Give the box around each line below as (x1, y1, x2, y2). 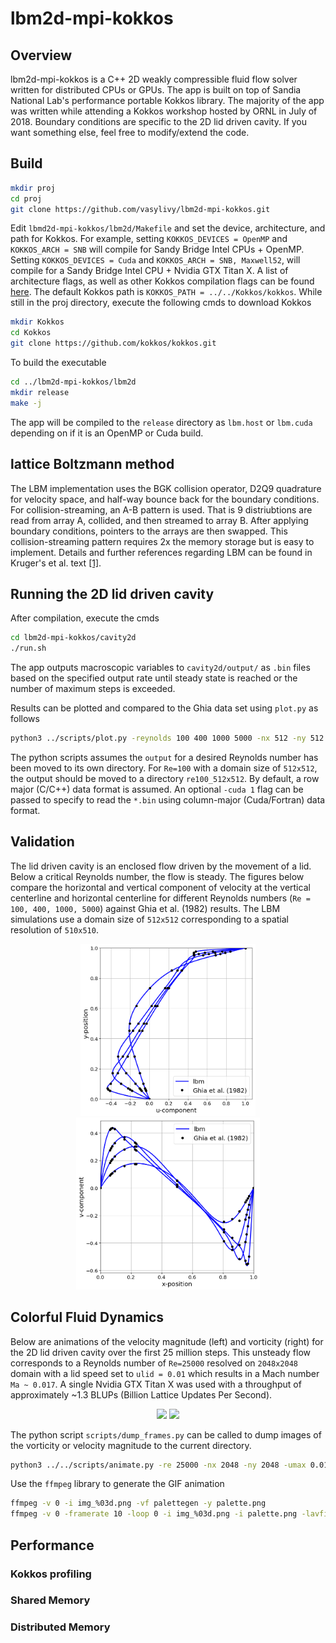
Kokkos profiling (10, 1567, 92, 1581)
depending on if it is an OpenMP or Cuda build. (10, 427, 204, 439)
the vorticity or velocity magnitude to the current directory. (10, 1439, 252, 1451)
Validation (10, 833, 75, 851)
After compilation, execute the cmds (10, 612, 160, 624)
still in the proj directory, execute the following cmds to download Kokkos (10, 297, 312, 309)
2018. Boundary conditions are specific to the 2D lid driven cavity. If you (10, 116, 308, 127)
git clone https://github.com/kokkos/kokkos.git (10, 338, 217, 349)
